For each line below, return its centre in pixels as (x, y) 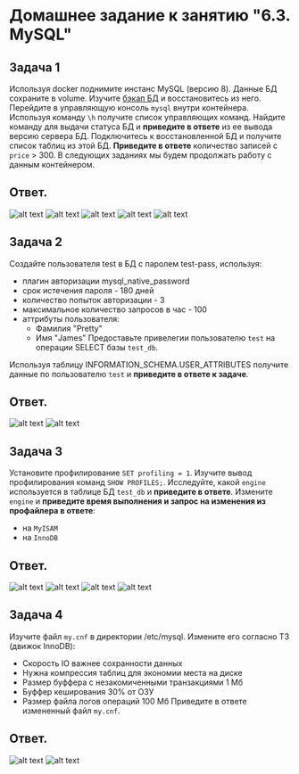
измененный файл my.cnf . (71, 711)
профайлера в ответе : (52, 511)
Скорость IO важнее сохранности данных (102, 663)
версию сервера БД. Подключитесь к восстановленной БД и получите (145, 136)
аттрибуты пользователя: (71, 318)
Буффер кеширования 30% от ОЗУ (88, 691)
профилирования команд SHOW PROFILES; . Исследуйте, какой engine (137, 482)
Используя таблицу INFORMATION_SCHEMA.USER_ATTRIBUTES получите (149, 364)
